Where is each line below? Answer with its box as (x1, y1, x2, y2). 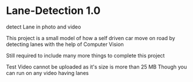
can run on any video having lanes (6, 69, 89, 76)
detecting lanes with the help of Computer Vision (6, 41, 124, 48)
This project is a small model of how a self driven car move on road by (6, 34, 175, 41)
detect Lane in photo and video (6, 23, 81, 30)
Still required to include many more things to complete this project (6, 52, 165, 59)
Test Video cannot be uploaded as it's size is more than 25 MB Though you (6, 63, 187, 70)
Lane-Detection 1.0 (6, 4, 101, 17)
